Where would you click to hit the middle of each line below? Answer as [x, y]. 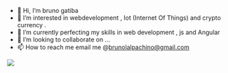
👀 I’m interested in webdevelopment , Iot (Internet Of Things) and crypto [119, 18]
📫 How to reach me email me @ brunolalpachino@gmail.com [103, 47]
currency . [32, 25]
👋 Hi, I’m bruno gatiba [48, 11]
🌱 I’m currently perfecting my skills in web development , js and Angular [118, 32]
